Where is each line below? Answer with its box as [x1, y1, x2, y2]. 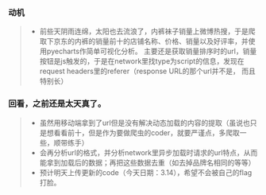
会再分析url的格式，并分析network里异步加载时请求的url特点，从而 [39, 147, 258, 157]
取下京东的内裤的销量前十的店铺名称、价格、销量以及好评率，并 [39, 37, 249, 46]
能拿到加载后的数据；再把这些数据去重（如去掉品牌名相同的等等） [39, 158, 256, 167]
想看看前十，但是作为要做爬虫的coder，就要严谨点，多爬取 [46, 127, 240, 137]
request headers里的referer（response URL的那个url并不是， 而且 [39, 66, 256, 76]
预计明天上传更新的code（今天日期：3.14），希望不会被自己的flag [39, 167, 253, 177]
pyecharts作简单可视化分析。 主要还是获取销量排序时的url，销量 [46, 46, 257, 57]
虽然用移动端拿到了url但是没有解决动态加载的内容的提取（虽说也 [39, 118, 250, 127]
